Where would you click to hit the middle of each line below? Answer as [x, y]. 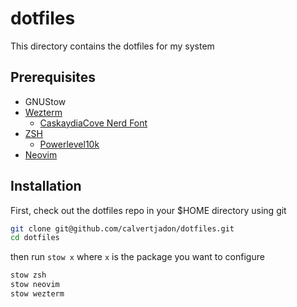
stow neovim [35, 285]
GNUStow [45, 101]
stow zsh [28, 275]
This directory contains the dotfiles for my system [112, 46]
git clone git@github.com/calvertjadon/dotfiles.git [122, 228]
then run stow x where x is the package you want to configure [137, 257]
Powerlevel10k [69, 144]
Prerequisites [53, 77]
